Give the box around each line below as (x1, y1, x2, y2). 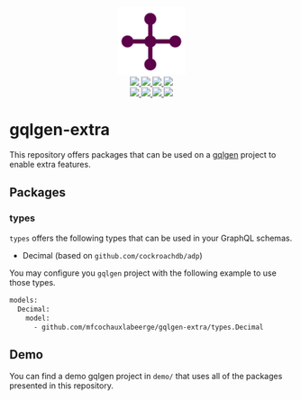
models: (9, 295, 39, 305)
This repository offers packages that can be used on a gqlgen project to (9, 149, 277, 159)
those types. (9, 277, 56, 287)
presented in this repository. (9, 380, 114, 391)
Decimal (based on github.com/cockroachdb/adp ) (22, 250, 203, 260)
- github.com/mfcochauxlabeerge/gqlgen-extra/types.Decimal (32, 323, 264, 332)
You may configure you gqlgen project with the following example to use (9, 268, 277, 278)
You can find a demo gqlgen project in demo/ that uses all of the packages (9, 371, 283, 382)
